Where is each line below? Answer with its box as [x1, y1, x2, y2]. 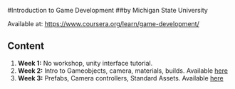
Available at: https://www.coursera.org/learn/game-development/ [7, 20, 199, 28]
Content [7, 40, 45, 52]
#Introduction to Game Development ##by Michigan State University [7, 6, 208, 14]
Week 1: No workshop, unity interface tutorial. [17, 59, 153, 67]
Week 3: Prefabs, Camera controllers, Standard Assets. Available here [17, 73, 224, 82]
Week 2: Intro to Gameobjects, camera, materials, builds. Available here [17, 66, 228, 75]
